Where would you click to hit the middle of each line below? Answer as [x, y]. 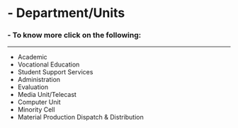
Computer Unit [39, 102]
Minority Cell [36, 110]
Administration [39, 80]
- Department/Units [66, 13]
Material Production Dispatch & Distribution [80, 117]
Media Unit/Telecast [47, 95]
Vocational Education [49, 64]
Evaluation [33, 87]
